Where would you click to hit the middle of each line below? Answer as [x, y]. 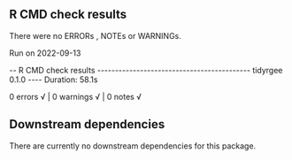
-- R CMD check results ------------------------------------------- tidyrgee [146, 70]
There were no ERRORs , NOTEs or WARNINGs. [95, 35]
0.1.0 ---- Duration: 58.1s [54, 80]
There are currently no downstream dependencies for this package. [133, 146]
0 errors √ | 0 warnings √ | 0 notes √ [75, 96]
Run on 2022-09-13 [45, 53]
